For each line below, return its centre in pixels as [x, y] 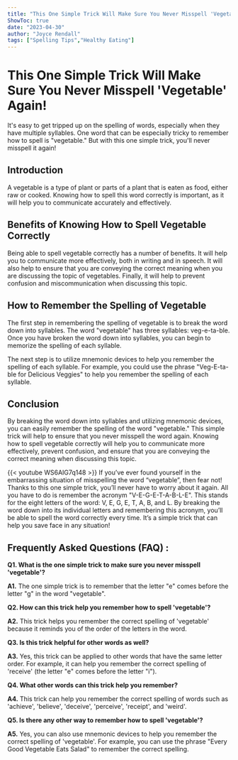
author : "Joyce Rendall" [44, 34]
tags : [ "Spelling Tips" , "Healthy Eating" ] [71, 40]
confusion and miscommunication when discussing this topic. [97, 283]
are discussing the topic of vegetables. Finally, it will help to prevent [106, 276]
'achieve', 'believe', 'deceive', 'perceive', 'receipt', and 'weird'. [97, 707]
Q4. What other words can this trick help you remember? [93, 685]
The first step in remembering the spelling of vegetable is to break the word [118, 322]
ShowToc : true [28, 21]
